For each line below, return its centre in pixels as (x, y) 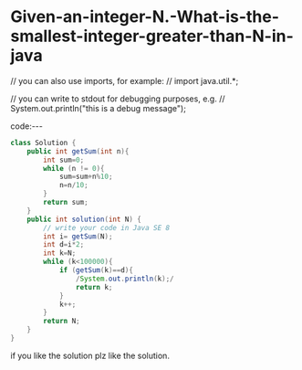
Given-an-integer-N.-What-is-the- (145, 17)
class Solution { (43, 143)
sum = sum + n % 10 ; (86, 177)
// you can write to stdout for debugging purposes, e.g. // (118, 99)
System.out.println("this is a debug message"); (98, 108)
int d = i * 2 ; (64, 245)
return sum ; (66, 203)
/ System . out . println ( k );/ (125, 279)
